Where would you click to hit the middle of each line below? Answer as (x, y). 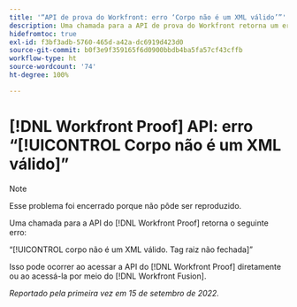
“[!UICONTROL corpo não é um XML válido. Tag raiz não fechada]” (131, 249)
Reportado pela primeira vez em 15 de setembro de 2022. (114, 293)
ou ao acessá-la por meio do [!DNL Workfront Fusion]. (108, 276)
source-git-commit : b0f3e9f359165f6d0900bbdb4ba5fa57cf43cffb (126, 50)
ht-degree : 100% (39, 75)
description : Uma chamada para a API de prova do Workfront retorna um (144, 26)
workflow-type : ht (43, 58)
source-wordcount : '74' (53, 67)
